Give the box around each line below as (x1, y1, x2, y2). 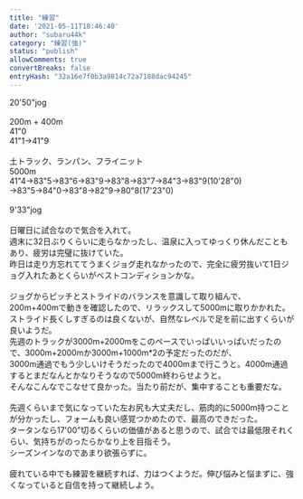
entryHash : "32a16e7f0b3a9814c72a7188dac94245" (9, 72, 193, 81)
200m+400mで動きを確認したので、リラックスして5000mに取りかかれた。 (9, 302, 291, 313)
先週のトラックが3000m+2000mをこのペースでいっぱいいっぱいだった (9, 335, 274, 346)
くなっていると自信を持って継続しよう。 (9, 479, 159, 490)
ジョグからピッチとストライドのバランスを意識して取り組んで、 (9, 290, 247, 301)
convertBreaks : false (9, 64, 91, 73)
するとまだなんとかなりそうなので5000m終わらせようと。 (9, 370, 226, 381)
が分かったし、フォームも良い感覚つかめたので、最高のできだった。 (9, 413, 263, 424)
